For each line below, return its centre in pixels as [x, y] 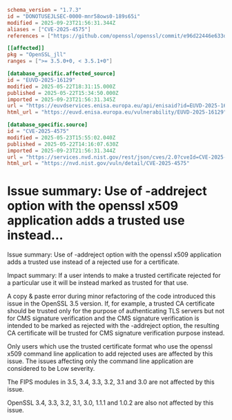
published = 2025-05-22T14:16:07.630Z [63, 144]
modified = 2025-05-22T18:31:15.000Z [61, 87]
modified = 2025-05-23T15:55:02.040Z [61, 138]
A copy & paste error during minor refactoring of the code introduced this [112, 296]
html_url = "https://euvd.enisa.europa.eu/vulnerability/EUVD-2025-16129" [117, 112]
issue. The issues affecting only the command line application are [100, 361]
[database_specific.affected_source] [61, 73]
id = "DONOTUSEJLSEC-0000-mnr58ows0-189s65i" [74, 16]
